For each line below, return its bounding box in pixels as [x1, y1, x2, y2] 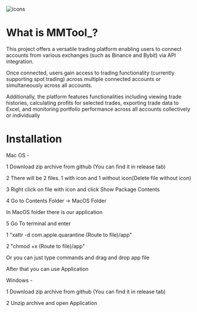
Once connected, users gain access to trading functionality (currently [6, 69, 175, 76]
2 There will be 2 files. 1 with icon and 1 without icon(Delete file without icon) [6, 174, 192, 181]
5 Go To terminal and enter [6, 220, 71, 227]
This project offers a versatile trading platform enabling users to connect [6, 45, 182, 52]
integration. [6, 57, 34, 65]
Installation [6, 133, 62, 146]
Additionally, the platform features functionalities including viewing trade [6, 93, 182, 100]
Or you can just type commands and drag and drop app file [6, 254, 150, 261]
